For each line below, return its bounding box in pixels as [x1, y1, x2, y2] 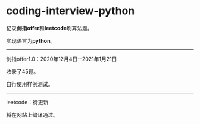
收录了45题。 [6, 68, 39, 75]
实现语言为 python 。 [6, 37, 56, 44]
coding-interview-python [6, 4, 135, 18]
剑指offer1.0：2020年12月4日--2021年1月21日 [6, 55, 117, 62]
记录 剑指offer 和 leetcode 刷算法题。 [6, 24, 93, 31]
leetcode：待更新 [6, 98, 49, 106]
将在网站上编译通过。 [6, 111, 58, 118]
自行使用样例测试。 [6, 80, 54, 87]
